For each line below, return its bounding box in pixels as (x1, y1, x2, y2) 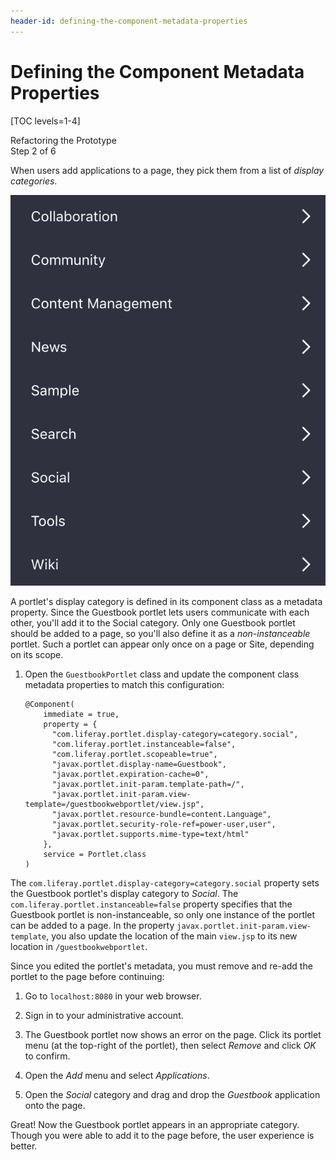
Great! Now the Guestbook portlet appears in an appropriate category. (10, 1119, 300, 1131)
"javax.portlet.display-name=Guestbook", (51, 760, 227, 770)
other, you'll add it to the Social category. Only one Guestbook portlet (10, 617, 296, 629)
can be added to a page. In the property (10, 920, 175, 932)
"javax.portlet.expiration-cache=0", (51, 770, 210, 780)
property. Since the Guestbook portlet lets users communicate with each (10, 606, 310, 619)
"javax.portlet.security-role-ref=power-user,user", (51, 820, 277, 830)
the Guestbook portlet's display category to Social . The (10, 888, 239, 900)
